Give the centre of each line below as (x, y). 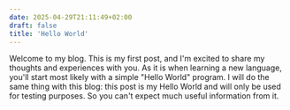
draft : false (33, 26)
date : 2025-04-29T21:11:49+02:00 (71, 17)
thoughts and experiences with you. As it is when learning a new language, (146, 68)
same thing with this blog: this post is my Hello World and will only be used (145, 87)
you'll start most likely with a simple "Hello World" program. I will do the (139, 77)
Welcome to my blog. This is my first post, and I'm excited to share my (137, 59)
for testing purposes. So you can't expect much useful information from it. (144, 96)
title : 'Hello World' (49, 33)
